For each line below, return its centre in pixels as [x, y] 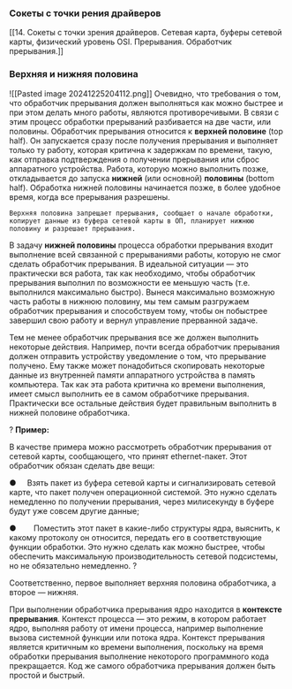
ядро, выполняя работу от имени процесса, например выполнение [136, 628]
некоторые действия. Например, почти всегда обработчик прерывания [145, 347]
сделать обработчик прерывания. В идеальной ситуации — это [129, 264]
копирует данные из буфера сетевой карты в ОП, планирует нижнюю [131, 221]
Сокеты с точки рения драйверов [85, 13]
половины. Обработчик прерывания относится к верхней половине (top [146, 131]
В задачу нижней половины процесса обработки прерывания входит [141, 245]
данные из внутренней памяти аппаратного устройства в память [132, 375]
